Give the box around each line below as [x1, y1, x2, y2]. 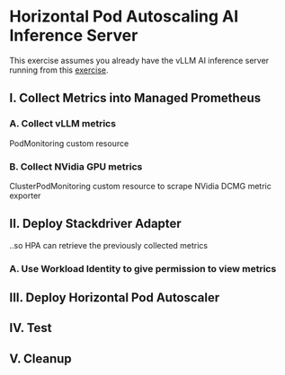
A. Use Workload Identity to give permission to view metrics [9, 262, 277, 275]
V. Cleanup [9, 351, 72, 366]
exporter [9, 190, 41, 201]
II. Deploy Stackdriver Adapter [9, 216, 182, 231]
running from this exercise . [9, 65, 110, 75]
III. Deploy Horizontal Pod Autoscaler [9, 290, 220, 306]
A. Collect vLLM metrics [9, 118, 117, 130]
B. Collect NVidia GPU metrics [9, 160, 143, 172]
